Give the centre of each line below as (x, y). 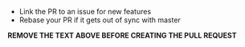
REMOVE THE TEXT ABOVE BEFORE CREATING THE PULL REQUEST (122, 35)
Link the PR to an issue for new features (85, 12)
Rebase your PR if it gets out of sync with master (100, 20)
